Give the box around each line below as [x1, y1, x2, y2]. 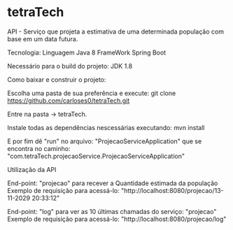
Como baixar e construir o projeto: [7, 75, 106, 84]
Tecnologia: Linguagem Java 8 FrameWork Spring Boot [7, 48, 167, 57]
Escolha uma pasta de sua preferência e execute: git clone [7, 89, 176, 97]
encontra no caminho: [7, 144, 71, 152]
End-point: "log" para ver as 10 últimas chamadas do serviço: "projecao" [7, 207, 217, 215]
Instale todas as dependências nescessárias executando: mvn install [7, 123, 205, 131]
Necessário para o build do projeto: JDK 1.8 [7, 62, 133, 70]
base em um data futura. [7, 34, 78, 43]
